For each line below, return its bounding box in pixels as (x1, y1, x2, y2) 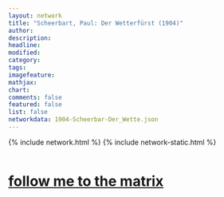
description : (8, 33, 52, 42)
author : (8, 26, 34, 34)
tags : (8, 64, 26, 72)
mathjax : (8, 78, 37, 86)
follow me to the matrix (8, 172, 164, 191)
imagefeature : (8, 71, 56, 79)
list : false (8, 108, 48, 116)
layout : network (8, 11, 62, 20)
